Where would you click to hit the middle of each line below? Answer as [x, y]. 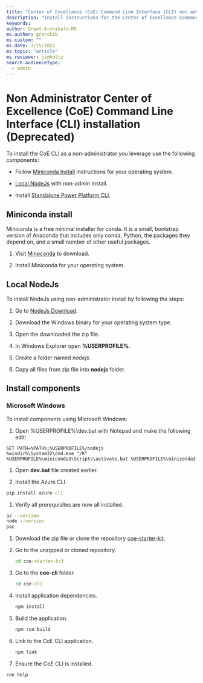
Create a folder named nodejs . [53, 358]
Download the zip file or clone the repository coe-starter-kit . [90, 538]
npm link [26, 652]
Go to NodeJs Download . [46, 310]
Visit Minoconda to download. [52, 254]
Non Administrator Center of [79, 98]
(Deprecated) [40, 137]
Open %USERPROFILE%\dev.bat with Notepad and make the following [103, 430]
